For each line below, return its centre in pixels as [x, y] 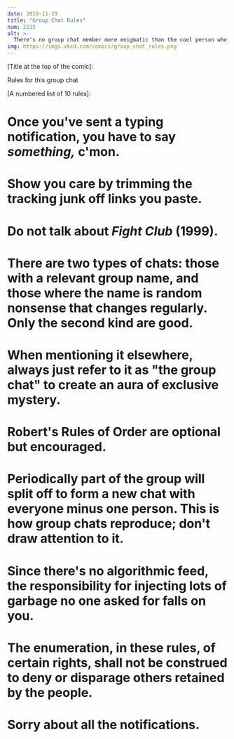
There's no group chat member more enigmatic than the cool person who [121, 40]
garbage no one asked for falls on [107, 601]
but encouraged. [57, 447]
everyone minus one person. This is [113, 509]
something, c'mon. [64, 152]
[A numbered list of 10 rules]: [49, 93]
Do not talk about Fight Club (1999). [113, 231]
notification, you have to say [92, 137]
